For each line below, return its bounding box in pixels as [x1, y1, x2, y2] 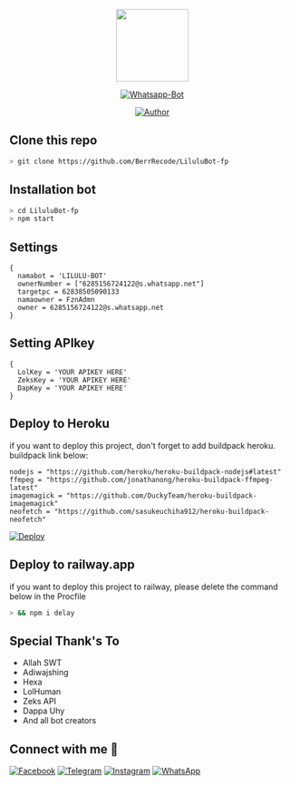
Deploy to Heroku [9, 416, 111, 431]
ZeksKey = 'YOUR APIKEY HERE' [17, 375, 131, 384]
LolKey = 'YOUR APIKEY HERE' [17, 367, 128, 376]
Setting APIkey [9, 335, 95, 351]
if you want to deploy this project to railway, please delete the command [9, 581, 278, 592]
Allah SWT [22, 657, 63, 668]
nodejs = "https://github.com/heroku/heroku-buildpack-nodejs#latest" [9, 467, 282, 476]
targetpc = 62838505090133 [17, 287, 120, 296]
